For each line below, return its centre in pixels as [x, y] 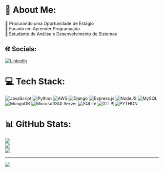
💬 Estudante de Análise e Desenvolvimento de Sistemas [61, 34]
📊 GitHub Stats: [38, 124]
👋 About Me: [31, 10]
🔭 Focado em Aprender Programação [42, 28]
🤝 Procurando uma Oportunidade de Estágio [50, 23]
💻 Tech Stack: [35, 81]
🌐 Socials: [21, 49]
